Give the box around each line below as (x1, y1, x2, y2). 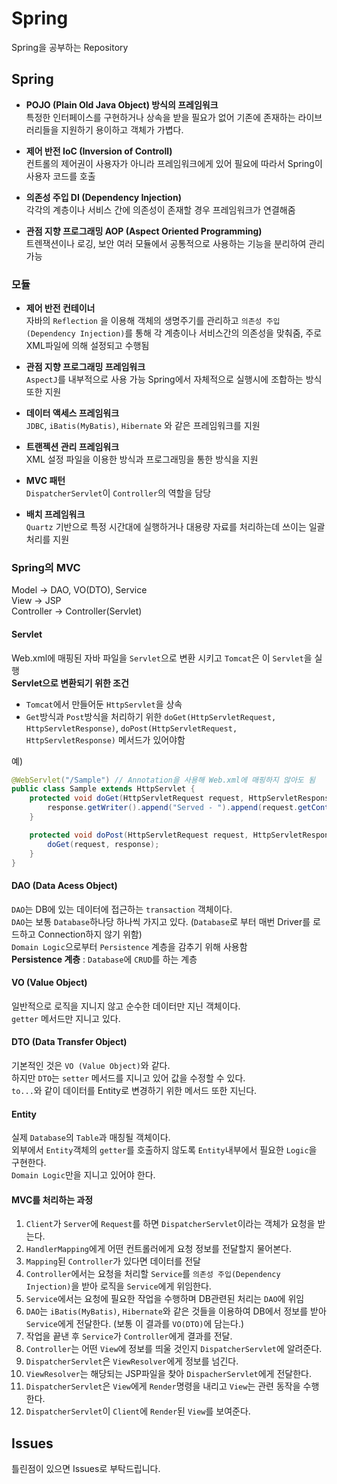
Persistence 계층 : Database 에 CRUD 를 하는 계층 (11, 953, 198, 965)
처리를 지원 (25, 533, 70, 546)
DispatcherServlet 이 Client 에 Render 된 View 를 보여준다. (25, 1405, 251, 1417)
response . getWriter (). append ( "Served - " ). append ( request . (47, 803, 299, 813)
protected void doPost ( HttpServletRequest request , (29, 830, 249, 840)
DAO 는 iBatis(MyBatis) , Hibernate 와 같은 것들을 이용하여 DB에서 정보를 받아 (25, 1305, 327, 1317)
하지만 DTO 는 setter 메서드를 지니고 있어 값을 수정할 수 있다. (11, 1072, 246, 1084)
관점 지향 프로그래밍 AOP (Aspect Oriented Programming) (25, 225, 263, 237)
